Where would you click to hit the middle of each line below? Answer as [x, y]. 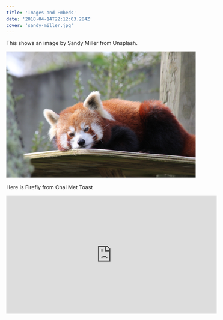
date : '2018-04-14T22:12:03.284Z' [50, 19]
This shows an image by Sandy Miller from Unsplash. [72, 43]
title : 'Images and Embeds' [41, 13]
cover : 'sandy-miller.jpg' [40, 25]
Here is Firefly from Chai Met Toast [50, 187]
